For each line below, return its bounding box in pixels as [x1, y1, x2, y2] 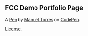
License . [5, 26, 22, 32]
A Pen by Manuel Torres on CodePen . [5, 16, 81, 22]
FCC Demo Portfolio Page [5, 4, 84, 12]
